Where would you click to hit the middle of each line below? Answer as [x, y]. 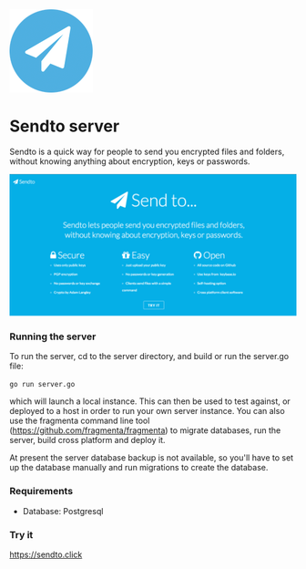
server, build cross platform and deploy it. [87, 440]
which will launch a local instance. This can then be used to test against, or [150, 401]
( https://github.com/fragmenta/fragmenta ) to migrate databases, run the [145, 430]
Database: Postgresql [63, 511]
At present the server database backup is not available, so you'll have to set [152, 458]
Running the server [53, 336]
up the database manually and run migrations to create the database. [139, 468]
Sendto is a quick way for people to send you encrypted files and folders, [147, 151]
